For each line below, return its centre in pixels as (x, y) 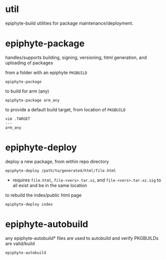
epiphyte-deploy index (29, 204)
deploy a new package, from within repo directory (57, 161)
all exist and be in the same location (50, 185)
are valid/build (20, 243)
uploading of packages (29, 63)
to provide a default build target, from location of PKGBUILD (66, 110)
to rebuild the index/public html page (43, 195)
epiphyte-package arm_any (32, 100)
